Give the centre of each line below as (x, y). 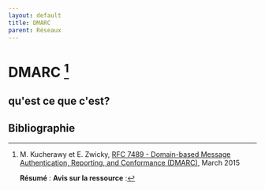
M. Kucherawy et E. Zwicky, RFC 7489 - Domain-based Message (125, 155)
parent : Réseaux (35, 30)
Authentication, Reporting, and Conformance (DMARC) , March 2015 (130, 163)
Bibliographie (42, 128)
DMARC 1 (39, 71)
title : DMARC (30, 23)
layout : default (35, 15)
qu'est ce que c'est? (59, 101)
